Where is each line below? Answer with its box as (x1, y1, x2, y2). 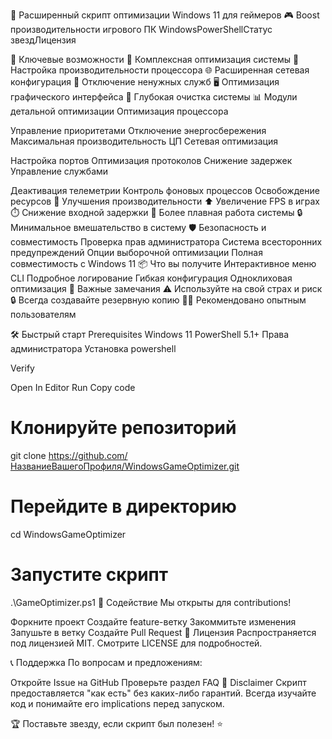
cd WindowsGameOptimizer (10, 528, 127, 540)
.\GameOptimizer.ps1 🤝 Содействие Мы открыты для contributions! (10, 596, 292, 608)
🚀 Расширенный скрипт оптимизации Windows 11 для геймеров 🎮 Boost (10, 9, 320, 21)
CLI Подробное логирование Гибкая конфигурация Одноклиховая (10, 272, 293, 284)
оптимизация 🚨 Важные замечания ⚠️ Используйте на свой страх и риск (10, 283, 323, 294)
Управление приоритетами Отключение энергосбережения (10, 125, 267, 136)
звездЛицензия (10, 34, 77, 46)
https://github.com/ (48, 449, 128, 461)
